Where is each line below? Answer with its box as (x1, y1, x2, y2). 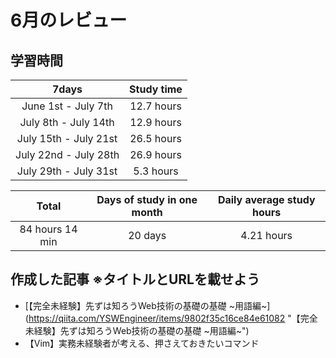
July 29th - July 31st (16, 164, 118, 178)
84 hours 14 (19, 222, 78, 236)
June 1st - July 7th (21, 99, 113, 113)
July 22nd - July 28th (15, 148, 120, 161)
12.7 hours (129, 99, 182, 113)
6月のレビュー (10, 9, 128, 32)
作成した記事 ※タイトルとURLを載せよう (10, 271, 260, 288)
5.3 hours (133, 164, 179, 178)
